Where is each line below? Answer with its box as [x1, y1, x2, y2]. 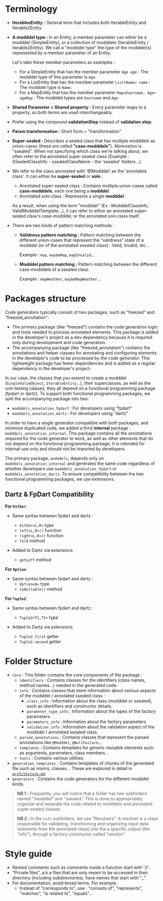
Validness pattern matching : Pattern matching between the [19, 232, 141, 238]
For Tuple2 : [5, 595, 28, 601]
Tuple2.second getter [19, 638, 61, 644]
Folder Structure [5, 656, 73, 667]
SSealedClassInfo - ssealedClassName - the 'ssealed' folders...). [12, 158, 142, 164]
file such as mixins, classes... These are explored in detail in [12, 765, 132, 771]
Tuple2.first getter [19, 633, 59, 639]
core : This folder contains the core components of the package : [12, 672, 143, 678]
